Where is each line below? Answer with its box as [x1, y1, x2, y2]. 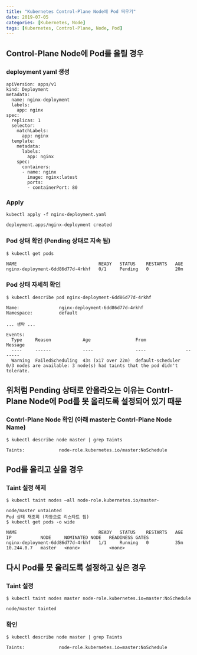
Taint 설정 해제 [6, 483, 46, 492]
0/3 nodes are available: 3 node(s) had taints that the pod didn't [6, 362, 178, 369]
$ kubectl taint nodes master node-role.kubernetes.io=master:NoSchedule [6, 595, 192, 601]
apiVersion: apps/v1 [6, 81, 57, 87]
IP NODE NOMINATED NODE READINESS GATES [6, 535, 149, 541]
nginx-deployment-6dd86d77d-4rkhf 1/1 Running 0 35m [6, 540, 183, 546]
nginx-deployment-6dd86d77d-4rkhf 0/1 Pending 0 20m [6, 266, 183, 272]
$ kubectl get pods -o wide [6, 519, 75, 525]
